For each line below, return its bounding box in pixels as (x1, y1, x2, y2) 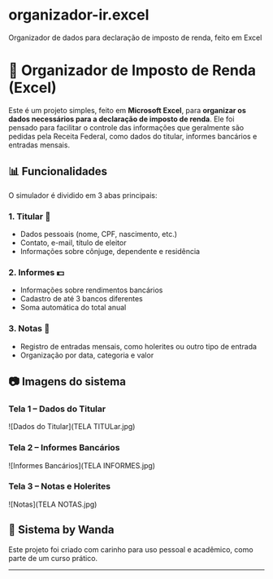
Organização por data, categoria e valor (19, 350, 154, 360)
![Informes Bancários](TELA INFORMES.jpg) (8, 460, 156, 470)
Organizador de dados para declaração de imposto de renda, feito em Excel (8, 33, 262, 42)
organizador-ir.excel (8, 6, 149, 24)
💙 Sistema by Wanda (8, 523, 115, 537)
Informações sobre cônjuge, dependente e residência (19, 246, 201, 256)
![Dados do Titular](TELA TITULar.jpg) (8, 422, 136, 432)
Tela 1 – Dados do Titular (8, 403, 106, 415)
